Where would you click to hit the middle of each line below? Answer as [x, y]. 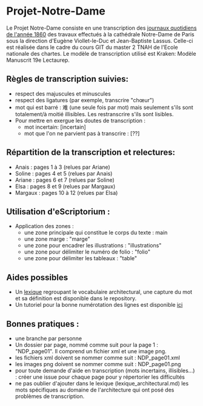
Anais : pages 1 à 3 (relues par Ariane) [62, 167]
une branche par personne [48, 338]
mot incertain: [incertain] [55, 127]
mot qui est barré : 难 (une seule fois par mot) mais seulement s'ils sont [104, 107]
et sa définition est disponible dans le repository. [76, 298]
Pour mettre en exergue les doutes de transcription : [80, 120]
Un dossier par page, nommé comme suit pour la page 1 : [87, 345]
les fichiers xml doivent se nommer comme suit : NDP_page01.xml [98, 358]
